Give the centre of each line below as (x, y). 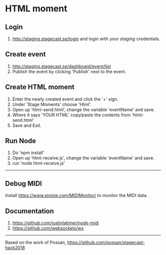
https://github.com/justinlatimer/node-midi (55, 223)
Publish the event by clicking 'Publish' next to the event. (69, 71)
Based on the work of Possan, (36, 243)
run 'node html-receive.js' (39, 163)
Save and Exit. (27, 125)
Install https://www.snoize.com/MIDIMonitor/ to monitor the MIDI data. (77, 196)
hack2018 (15, 248)
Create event (25, 54)
